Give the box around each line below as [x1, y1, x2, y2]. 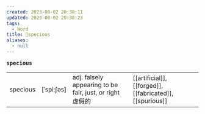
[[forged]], [132, 81, 164, 90]
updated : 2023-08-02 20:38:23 [6, 15, 84, 21]
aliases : [6, 37, 29, 43]
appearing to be [72, 80, 118, 89]
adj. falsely [72, 73, 104, 81]
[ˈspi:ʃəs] [41, 85, 67, 93]
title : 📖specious [6, 32, 51, 38]
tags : [6, 20, 20, 26]
